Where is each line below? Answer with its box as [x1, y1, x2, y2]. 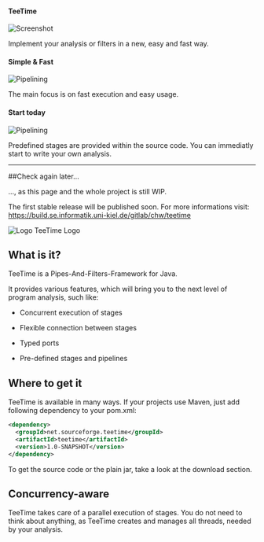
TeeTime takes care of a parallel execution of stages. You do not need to [8, 508, 243, 518]
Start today [8, 108, 46, 117]
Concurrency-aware [8, 488, 110, 500]
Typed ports [19, 338, 60, 348]
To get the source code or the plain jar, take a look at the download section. [8, 464, 253, 474]
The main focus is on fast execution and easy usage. [8, 90, 179, 99]
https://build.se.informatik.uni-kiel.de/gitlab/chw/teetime [8, 210, 191, 219]
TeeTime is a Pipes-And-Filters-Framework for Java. [8, 269, 178, 278]
